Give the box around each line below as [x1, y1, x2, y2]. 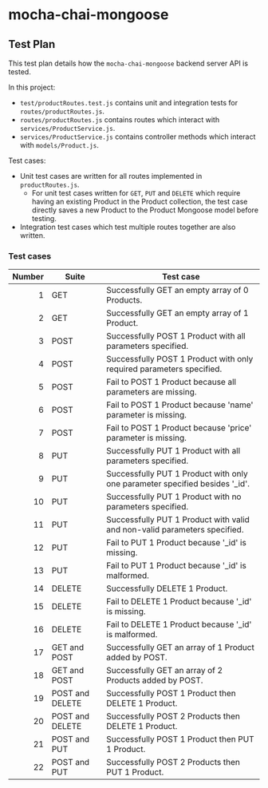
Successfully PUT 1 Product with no [106, 491, 242, 502]
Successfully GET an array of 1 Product [106, 642, 255, 653]
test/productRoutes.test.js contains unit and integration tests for [19, 98, 238, 107]
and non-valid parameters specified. [106, 525, 244, 536]
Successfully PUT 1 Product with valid [106, 514, 250, 525]
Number [12, 271, 44, 283]
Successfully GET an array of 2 [106, 665, 223, 676]
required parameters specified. [106, 363, 223, 374]
